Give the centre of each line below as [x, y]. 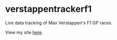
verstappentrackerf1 [49, 9]
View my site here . [24, 32]
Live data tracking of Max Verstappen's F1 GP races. [59, 23]
